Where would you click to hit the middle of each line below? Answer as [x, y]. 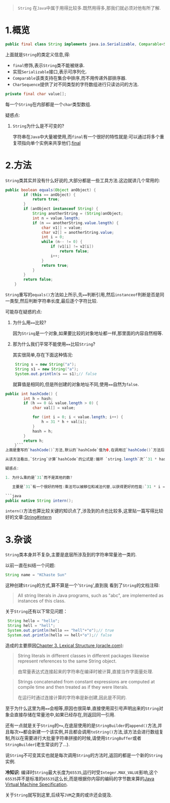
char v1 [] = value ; [62, 228]
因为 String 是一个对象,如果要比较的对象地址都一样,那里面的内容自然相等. [88, 333]
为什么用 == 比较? [29, 322]
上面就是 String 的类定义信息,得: [38, 54]
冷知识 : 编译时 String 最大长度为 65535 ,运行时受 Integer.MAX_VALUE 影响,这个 [82, 772]
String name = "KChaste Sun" [36, 575]
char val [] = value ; [54, 408]
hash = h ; [42, 431]
